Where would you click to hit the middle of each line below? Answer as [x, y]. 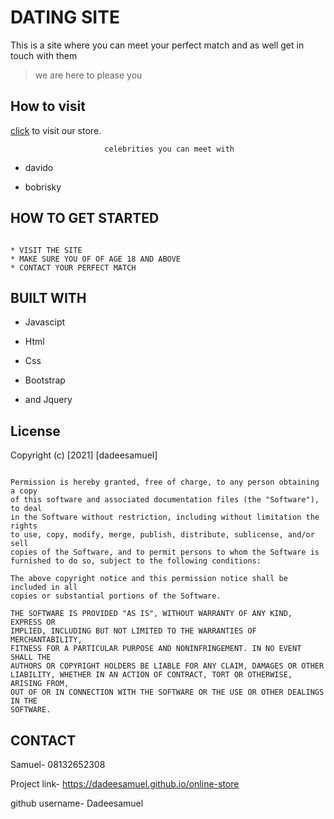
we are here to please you [88, 75]
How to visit [48, 106]
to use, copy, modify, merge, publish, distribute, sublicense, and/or [162, 535]
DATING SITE [65, 17]
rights [24, 526]
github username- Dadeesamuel [77, 803]
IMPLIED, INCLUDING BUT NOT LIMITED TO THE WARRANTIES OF [133, 631]
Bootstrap [45, 380]
